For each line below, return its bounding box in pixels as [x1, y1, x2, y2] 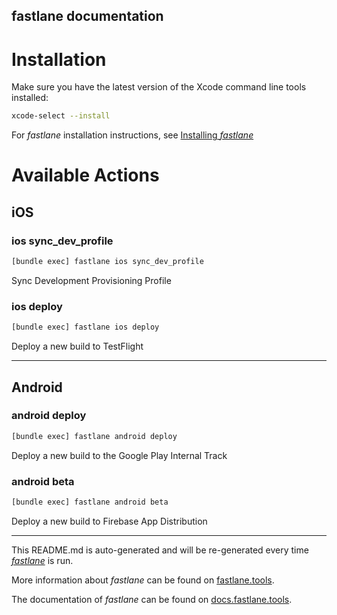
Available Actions [11, 164, 160, 187]
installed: [11, 92, 49, 104]
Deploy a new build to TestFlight [11, 340, 144, 353]
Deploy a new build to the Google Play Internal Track [11, 449, 228, 461]
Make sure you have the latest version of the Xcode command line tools [11, 81, 307, 93]
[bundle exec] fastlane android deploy [11, 431, 178, 441]
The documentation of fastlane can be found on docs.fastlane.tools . [11, 593, 293, 605]
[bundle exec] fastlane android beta [11, 497, 169, 507]
